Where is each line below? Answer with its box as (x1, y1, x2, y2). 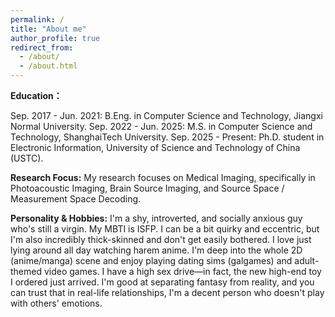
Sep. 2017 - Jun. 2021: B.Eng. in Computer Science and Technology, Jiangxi (10, 110, 323, 121)
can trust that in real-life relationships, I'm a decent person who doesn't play (10, 287, 325, 298)
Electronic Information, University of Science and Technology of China (10, 142, 301, 153)
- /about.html (19, 61, 78, 71)
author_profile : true (10, 33, 101, 43)
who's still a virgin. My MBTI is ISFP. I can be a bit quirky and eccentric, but (10, 223, 320, 235)
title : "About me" (10, 24, 87, 34)
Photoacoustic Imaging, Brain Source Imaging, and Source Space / (10, 182, 285, 194)
